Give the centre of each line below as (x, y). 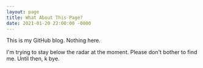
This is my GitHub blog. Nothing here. (53, 41)
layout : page (23, 12)
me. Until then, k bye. (33, 59)
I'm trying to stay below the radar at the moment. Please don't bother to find (102, 52)
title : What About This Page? (45, 18)
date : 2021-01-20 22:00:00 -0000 (49, 23)
